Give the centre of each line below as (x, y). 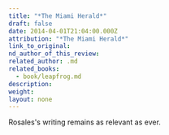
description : (30, 84)
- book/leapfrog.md (49, 76)
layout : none (30, 99)
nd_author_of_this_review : (54, 54)
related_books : (34, 69)
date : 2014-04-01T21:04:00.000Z (63, 31)
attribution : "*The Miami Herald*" (69, 39)
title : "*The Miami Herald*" (58, 16)
